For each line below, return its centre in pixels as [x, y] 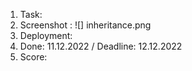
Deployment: [46, 35]
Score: [33, 57]
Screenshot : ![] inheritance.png [85, 25]
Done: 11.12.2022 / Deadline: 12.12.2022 [101, 46]
